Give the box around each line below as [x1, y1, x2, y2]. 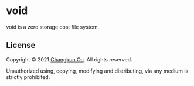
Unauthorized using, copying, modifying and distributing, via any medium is [6, 67, 189, 74]
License [6, 40, 36, 50]
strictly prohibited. [6, 73, 50, 80]
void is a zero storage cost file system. [6, 23, 100, 30]
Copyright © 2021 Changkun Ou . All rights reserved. [6, 56, 133, 63]
